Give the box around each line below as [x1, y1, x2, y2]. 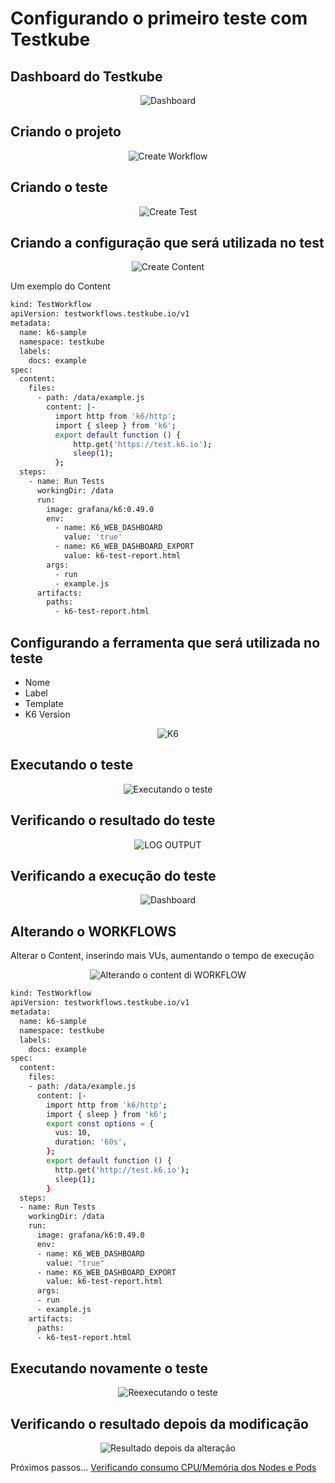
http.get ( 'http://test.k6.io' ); [54, 1165, 190, 1175]
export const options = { [46, 1118, 155, 1129]
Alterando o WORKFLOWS [10, 923, 177, 940]
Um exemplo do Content [10, 280, 111, 292]
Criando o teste [10, 179, 108, 196]
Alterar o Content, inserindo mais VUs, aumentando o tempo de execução [10, 950, 315, 962]
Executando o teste [10, 757, 134, 774]
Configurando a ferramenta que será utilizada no [10, 634, 321, 651]
